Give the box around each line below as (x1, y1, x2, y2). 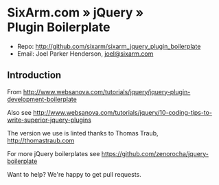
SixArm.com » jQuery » (7, 5, 144, 21)
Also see (7, 108, 32, 116)
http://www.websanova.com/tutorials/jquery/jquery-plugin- (23, 87, 191, 96)
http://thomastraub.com (7, 136, 75, 144)
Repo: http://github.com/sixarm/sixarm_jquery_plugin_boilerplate (16, 42, 201, 50)
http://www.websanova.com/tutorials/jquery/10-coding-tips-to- (33, 108, 213, 116)
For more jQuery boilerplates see (7, 149, 100, 157)
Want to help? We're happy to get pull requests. (7, 170, 142, 178)
